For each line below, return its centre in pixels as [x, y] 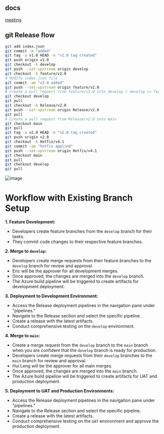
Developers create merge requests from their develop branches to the [82, 355]
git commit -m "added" [28, 51]
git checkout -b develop [30, 65]
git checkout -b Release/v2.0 [36, 105]
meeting [13, 20]
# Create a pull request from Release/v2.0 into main [61, 119]
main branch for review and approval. [49, 361]
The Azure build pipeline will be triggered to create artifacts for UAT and [84, 376]
